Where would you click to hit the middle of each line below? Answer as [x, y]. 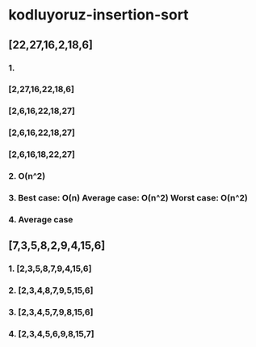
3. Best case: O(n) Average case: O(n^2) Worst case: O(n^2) [128, 198]
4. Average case [41, 219]
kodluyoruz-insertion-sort [99, 15]
